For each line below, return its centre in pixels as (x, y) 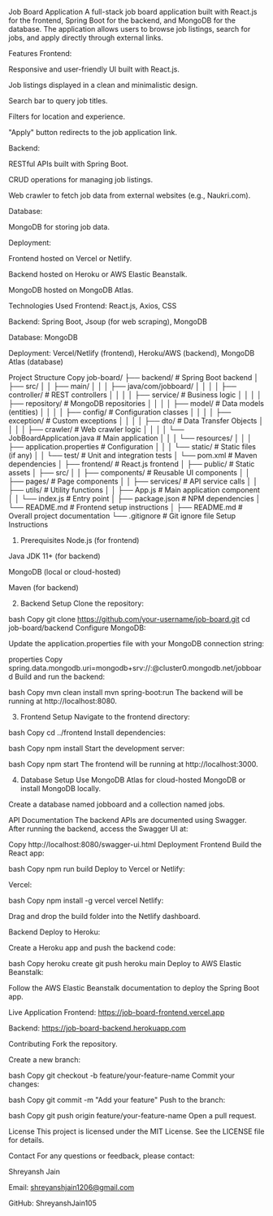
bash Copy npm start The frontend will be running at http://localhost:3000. (133, 764)
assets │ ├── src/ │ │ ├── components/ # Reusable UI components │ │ (129, 472)
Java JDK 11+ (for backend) (54, 556)
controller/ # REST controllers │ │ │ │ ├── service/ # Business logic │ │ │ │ (135, 395)
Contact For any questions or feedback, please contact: (102, 1156)
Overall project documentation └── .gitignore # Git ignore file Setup (122, 516)
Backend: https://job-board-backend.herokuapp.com (97, 1028)
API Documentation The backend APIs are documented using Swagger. (128, 820)
